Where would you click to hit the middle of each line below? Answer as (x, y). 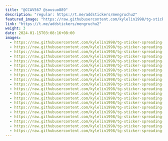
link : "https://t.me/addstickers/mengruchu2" (53, 24)
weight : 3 (15, 28)
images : (13, 38)
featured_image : (22, 19)
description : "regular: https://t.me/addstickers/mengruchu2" (71, 14)
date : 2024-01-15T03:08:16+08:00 (40, 33)
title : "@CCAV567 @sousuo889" (37, 10)
